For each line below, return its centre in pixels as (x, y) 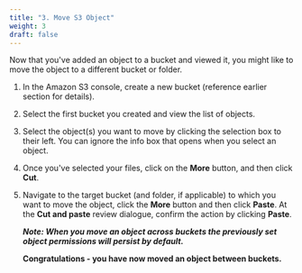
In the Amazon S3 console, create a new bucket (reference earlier (145, 87)
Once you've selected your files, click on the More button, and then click (157, 168)
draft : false (34, 34)
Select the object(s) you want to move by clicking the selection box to (152, 132)
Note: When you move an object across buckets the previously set (150, 232)
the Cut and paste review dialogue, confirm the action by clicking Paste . (157, 214)
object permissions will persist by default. (103, 241)
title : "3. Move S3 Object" (62, 18)
